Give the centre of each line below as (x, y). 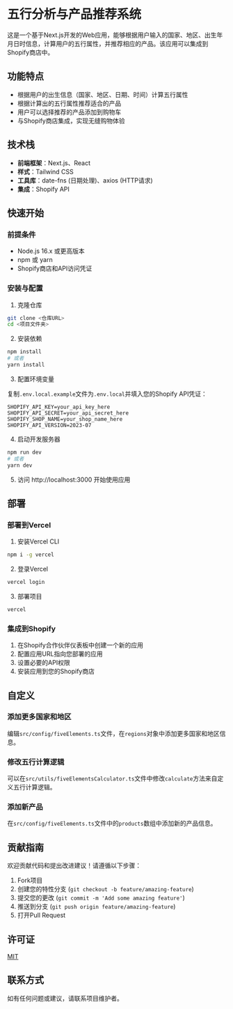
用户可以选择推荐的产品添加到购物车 (69, 111)
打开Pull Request (41, 915)
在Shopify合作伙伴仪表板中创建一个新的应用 (80, 645)
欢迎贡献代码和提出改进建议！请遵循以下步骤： (74, 865)
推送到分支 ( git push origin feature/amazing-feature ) (96, 907)
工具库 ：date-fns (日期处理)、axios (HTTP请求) (85, 180)
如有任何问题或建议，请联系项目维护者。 (65, 998)
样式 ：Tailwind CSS (46, 171)
